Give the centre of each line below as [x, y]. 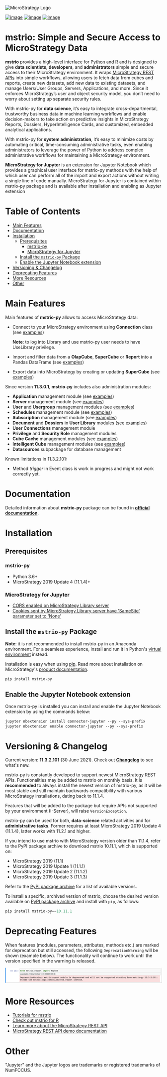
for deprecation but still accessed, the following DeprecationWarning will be [82, 951]
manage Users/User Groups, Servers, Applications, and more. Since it [77, 88]
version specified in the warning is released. [50, 961]
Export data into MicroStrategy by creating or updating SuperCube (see [86, 371]
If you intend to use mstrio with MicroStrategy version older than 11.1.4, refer [83, 841]
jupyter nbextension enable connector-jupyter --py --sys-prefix [74, 726]
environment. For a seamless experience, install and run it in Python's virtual [83, 649]
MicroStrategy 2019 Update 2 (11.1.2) [50, 872]
